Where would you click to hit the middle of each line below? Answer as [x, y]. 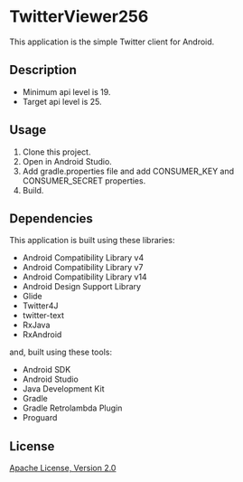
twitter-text [43, 316]
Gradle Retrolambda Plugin [72, 408]
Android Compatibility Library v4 [83, 258]
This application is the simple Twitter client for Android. [112, 42]
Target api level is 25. [62, 101]
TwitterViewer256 [79, 17]
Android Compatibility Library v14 [84, 277]
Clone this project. [56, 152]
